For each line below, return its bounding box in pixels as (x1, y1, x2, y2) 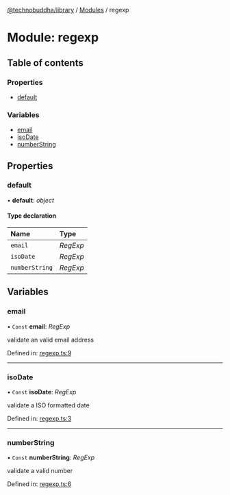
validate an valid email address (7, 335, 94, 344)
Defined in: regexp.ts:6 (7, 480, 72, 488)
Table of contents (7, 57, 84, 68)
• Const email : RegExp (7, 322, 71, 331)
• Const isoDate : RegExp (7, 388, 77, 396)
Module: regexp (7, 30, 99, 45)
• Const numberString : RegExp (7, 453, 95, 461)
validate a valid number (7, 467, 73, 475)
